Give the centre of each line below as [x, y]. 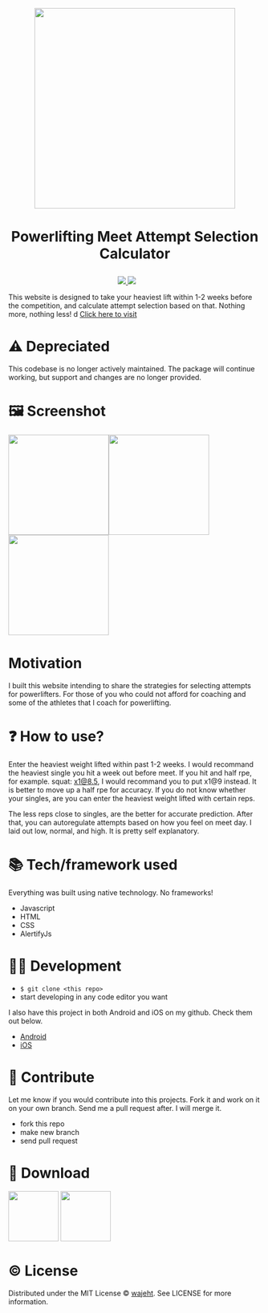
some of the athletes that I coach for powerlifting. [90, 703]
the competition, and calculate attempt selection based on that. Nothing [127, 306]
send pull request [49, 1141]
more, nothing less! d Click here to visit [73, 314]
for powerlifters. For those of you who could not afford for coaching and [127, 694]
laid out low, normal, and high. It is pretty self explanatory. [104, 831]
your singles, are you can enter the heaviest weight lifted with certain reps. [132, 798]
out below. [25, 1021]
